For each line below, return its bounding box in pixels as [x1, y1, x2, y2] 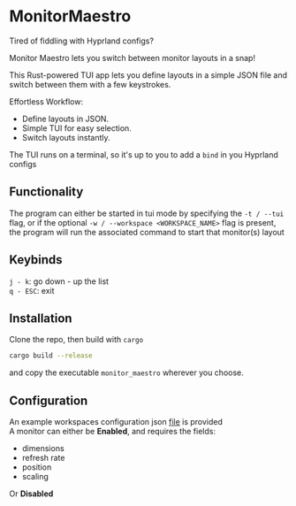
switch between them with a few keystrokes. [9, 79, 171, 89]
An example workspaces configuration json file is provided [9, 417, 224, 427]
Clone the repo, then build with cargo [9, 334, 144, 345]
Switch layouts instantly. [21, 132, 110, 142]
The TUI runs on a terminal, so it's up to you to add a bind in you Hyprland [9, 149, 278, 160]
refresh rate [21, 453, 65, 464]
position [21, 462, 52, 472]
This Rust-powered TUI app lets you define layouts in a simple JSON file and [9, 69, 288, 80]
